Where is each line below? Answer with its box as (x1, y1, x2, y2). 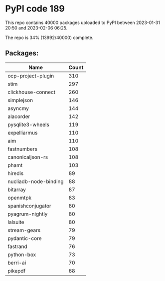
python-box (7, 251, 36, 258)
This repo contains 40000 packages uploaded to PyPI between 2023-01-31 (5, 19, 161, 25)
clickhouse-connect (7, 88, 56, 95)
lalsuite (7, 218, 24, 225)
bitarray (7, 186, 26, 193)
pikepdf (7, 267, 26, 274)
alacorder (7, 113, 30, 120)
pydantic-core (7, 234, 42, 241)
